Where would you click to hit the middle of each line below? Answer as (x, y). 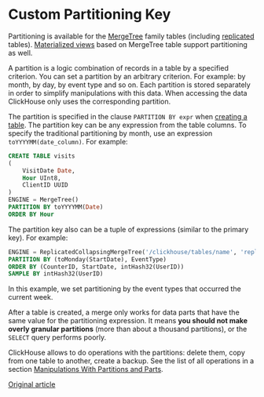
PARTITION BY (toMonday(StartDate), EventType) (88, 259)
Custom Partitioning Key (90, 15)
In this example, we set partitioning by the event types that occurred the (125, 289)
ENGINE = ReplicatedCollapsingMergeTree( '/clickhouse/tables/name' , (123, 252)
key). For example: (38, 238)
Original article (32, 384)
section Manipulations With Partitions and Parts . (86, 370)
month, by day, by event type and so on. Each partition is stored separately (130, 85)
